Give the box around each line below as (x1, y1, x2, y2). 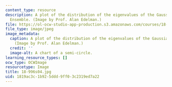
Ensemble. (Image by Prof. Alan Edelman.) (10, 17, 102, 22)
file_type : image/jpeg (5, 27, 54, 32)
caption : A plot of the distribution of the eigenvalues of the (10, 36, 150, 41)
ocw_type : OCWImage (5, 60, 47, 65)
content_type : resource (5, 7, 56, 13)
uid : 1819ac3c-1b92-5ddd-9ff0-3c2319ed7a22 (5, 74, 100, 79)
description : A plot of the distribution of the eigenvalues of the (5, 12, 155, 17)
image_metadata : (5, 31, 40, 36)
